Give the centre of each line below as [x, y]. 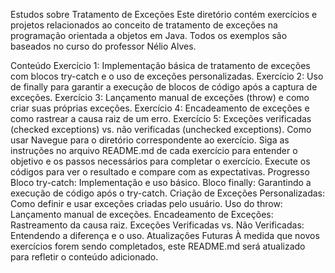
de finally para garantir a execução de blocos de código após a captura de [164, 87]
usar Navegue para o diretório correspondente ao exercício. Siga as [150, 140]
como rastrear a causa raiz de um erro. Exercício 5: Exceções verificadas [161, 118]
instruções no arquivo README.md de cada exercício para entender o [154, 150]
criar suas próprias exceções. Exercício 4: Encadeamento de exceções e [160, 108]
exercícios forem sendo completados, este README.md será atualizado [158, 246]
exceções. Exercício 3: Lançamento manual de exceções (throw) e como [160, 97]
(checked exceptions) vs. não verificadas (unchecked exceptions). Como [161, 129]
